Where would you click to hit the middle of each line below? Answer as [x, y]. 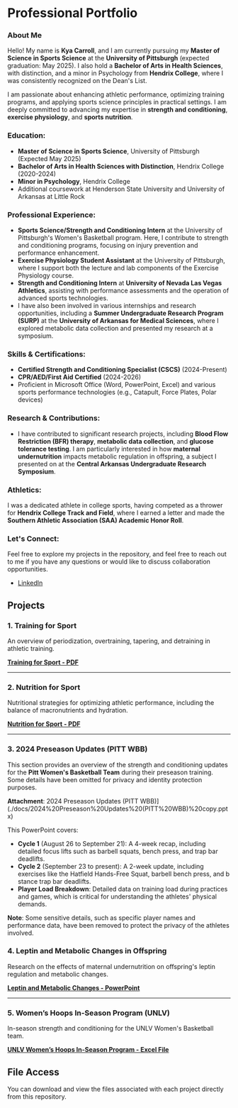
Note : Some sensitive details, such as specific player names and [102, 918]
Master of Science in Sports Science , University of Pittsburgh [108, 151]
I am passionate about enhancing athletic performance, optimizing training [116, 94]
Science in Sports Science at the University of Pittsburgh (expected [108, 58]
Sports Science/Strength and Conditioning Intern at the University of [120, 230]
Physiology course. [46, 275]
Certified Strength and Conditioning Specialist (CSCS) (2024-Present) [123, 370]
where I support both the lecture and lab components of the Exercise [118, 268]
